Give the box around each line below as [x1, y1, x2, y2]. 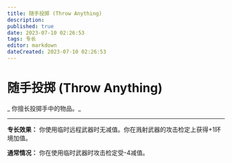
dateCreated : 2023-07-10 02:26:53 [7, 49, 107, 56]
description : [7, 17, 45, 23]
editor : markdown [7, 42, 57, 49]
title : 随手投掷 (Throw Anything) [7, 10, 102, 17]
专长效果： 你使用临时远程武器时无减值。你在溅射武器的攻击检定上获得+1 [7, 125, 215, 133]
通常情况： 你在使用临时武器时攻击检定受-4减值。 [7, 149, 149, 157]
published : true [7, 23, 54, 30]
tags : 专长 [7, 36, 37, 43]
